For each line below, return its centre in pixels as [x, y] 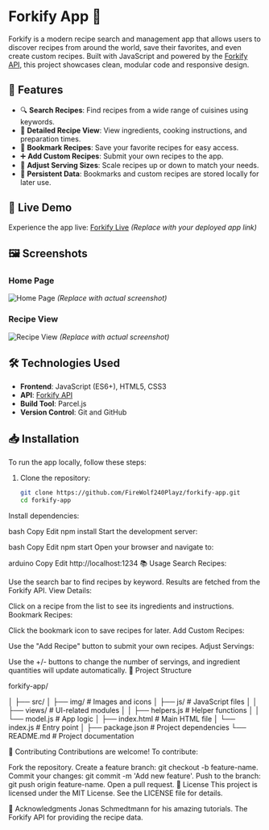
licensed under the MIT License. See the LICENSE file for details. [116, 793]
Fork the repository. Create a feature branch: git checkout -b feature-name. [134, 767]
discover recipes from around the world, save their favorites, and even [125, 47]
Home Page [31, 280]
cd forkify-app [46, 500]
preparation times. [50, 139]
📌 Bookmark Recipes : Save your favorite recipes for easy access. [129, 147]
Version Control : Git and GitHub [73, 412]
